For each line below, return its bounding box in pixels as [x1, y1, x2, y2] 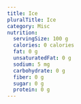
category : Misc [7, 23, 50, 29]
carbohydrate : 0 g [13, 67, 66, 74]
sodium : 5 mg [13, 61, 50, 68]
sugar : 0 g [13, 80, 44, 87]
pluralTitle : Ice [7, 16, 56, 23]
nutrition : [7, 29, 38, 36]
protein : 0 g [13, 86, 50, 93]
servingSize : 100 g [13, 36, 69, 42]
